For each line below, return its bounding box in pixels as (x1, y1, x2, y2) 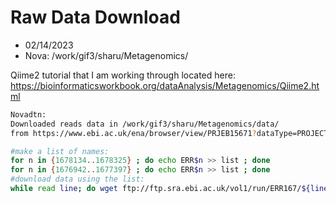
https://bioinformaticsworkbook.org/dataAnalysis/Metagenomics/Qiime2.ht (10, 79, 320, 91)
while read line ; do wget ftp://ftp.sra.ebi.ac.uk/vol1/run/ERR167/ (10, 184, 302, 194)
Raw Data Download (10, 6, 181, 29)
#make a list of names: (10, 146, 110, 156)
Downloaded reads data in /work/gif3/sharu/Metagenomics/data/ (10, 119, 280, 129)
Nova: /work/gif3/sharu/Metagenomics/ (24, 49, 189, 61)
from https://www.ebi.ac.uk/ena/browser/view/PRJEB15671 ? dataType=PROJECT (10, 128, 329, 138)
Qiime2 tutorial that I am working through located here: (10, 69, 236, 81)
